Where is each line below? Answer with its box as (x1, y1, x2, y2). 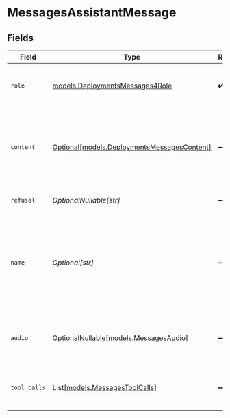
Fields (7, 32, 34, 44)
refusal (10, 196, 36, 204)
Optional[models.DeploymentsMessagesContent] (52, 142, 212, 152)
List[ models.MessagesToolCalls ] (52, 383, 157, 392)
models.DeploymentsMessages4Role (52, 81, 172, 90)
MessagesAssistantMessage (7, 5, 177, 21)
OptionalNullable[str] (52, 196, 120, 205)
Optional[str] (52, 258, 94, 267)
